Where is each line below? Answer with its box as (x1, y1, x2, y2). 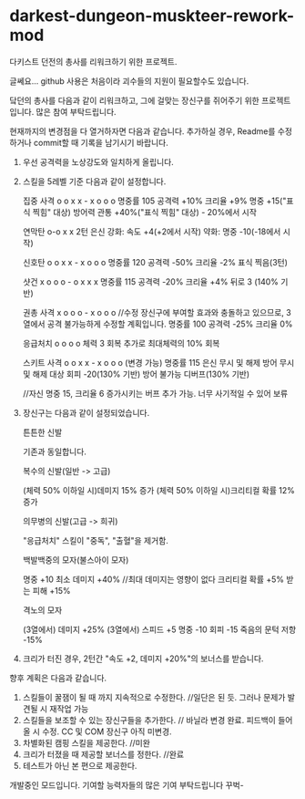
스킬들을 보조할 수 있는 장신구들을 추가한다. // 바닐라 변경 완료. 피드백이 (22, 714, 276, 725)
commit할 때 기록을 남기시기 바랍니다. (33, 137, 168, 148)
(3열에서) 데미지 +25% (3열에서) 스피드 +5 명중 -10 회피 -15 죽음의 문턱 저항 (22, 624, 297, 635)
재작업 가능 (49, 703, 89, 714)
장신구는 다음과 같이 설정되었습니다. (22, 407, 150, 418)
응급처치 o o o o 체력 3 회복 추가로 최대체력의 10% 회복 (22, 337, 220, 348)
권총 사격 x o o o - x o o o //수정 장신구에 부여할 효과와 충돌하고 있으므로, (22, 306, 285, 317)
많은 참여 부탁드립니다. (36, 106, 117, 117)
